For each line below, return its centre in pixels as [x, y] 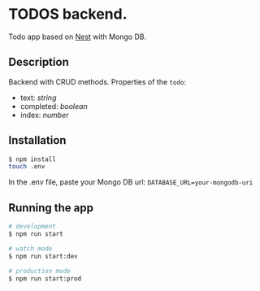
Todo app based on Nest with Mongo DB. [78, 37]
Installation [37, 140]
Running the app [51, 208]
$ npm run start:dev [43, 256]
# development [32, 227]
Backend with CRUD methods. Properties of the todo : [97, 81]
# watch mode [30, 249]
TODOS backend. [68, 14]
